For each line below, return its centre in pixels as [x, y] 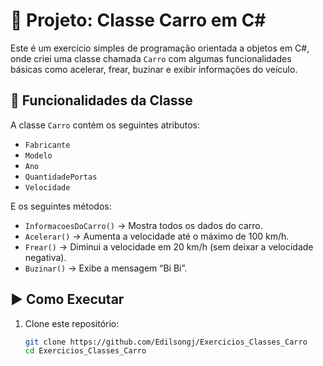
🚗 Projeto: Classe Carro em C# [138, 20]
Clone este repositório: [72, 323]
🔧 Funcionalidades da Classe [101, 100]
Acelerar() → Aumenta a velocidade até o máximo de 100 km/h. [157, 236]
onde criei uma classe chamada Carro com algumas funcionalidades [151, 58]
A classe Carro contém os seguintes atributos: [105, 125]
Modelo [38, 155]
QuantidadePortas [61, 177]
